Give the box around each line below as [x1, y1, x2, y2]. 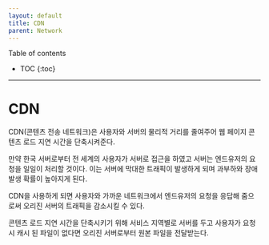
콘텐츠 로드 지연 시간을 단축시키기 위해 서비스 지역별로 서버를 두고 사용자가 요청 [8, 218, 256, 228]
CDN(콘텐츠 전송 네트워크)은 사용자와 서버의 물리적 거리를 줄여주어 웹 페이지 [8, 127, 247, 137]
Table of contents [8, 49, 66, 58]
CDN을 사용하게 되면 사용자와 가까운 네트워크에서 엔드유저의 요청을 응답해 [8, 191, 240, 201]
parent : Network [8, 26, 62, 34]
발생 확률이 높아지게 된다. [8, 174, 88, 184]
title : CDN [8, 19, 45, 27]
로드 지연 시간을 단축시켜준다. [22, 137, 115, 147]
